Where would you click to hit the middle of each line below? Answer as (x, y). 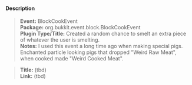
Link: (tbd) (33, 76)
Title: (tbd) (33, 70)
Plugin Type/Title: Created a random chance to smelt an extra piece (103, 34)
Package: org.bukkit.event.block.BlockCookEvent (80, 28)
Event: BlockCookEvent (49, 21)
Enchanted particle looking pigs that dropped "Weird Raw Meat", (98, 52)
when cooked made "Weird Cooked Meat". (72, 59)
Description (20, 8)
